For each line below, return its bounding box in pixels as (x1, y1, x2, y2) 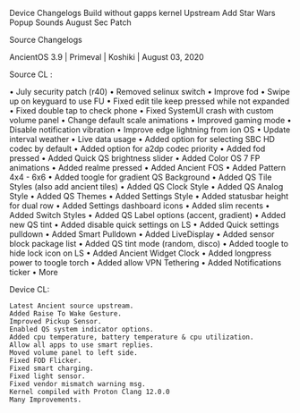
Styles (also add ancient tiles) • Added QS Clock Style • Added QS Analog (9, 181, 284, 191)
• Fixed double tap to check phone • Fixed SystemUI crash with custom (9, 105, 275, 115)
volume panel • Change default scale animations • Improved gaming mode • (9, 115, 292, 125)
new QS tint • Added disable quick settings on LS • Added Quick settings (9, 219, 279, 230)
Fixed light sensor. (9, 372, 87, 381)
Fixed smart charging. (9, 364, 94, 373)
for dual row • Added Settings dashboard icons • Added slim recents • (9, 200, 270, 211)
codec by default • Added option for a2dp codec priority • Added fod (9, 143, 266, 154)
